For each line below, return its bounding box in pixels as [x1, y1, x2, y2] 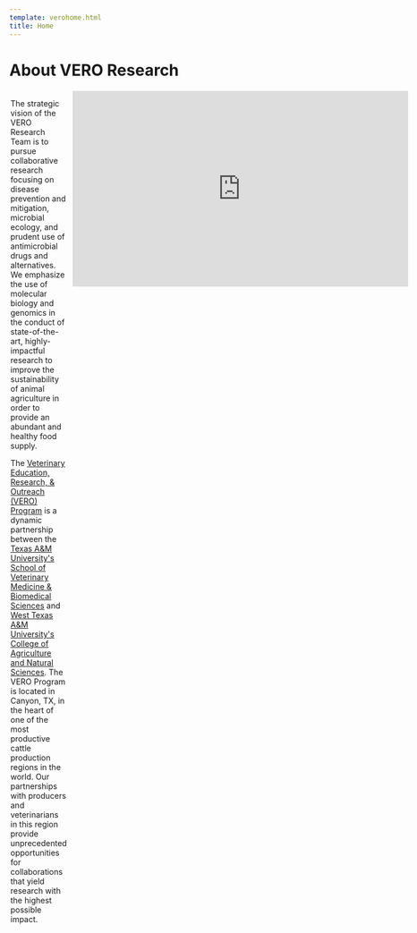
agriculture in [10, 393, 60, 403]
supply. [10, 440, 38, 452]
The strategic [10, 98, 60, 109]
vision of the [10, 108, 56, 119]
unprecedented [10, 838, 67, 849]
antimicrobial [10, 241, 58, 251]
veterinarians [10, 810, 59, 820]
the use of [10, 279, 48, 290]
